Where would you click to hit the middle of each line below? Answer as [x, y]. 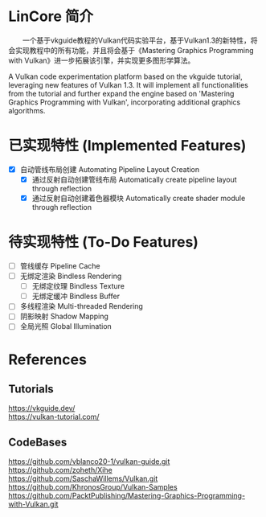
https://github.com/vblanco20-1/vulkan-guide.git [89, 462]
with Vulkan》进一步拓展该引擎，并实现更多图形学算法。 [102, 60]
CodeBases [38, 442]
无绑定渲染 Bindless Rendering [71, 276]
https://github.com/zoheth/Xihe [60, 470]
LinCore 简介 [51, 16]
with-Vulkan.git [33, 504]
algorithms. [27, 110]
